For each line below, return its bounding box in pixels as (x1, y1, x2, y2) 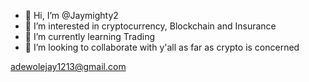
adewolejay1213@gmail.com (10, 61, 127, 72)
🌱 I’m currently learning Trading (24, 31, 156, 42)
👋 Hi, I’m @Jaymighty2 (24, 10, 119, 21)
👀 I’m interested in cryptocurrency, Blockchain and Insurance (24, 20, 277, 32)
